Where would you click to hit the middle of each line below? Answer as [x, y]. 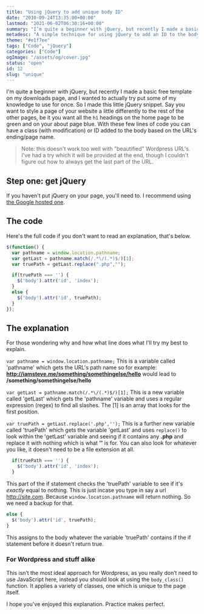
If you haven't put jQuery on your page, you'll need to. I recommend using [99, 196]
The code [25, 221]
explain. [16, 349]
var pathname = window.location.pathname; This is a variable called [91, 361]
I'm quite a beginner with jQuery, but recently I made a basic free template [99, 91]
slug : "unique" [25, 74]
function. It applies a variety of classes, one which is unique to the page [96, 585]
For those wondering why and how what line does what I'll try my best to [97, 343]
